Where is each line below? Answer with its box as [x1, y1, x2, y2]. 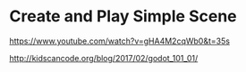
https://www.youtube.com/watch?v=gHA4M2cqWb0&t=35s [9, 36, 231, 46]
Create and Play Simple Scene [9, 6, 237, 27]
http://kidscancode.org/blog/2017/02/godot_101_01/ [9, 52, 199, 63]
